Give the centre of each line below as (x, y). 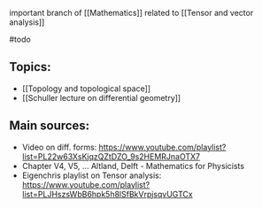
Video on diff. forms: (59, 147)
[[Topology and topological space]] (86, 89)
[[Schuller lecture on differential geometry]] (101, 97)
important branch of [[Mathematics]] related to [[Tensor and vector (131, 13)
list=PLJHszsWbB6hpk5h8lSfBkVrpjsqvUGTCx (107, 194)
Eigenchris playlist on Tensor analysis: (92, 175)
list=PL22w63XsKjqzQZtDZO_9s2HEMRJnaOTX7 (111, 156)
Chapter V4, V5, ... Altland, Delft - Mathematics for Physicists (133, 166)
